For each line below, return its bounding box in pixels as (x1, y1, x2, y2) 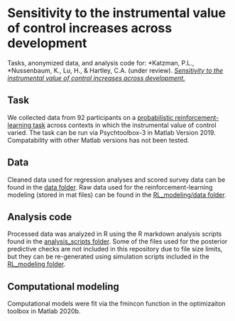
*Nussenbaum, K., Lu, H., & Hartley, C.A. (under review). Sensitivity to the (7, 66, 224, 75)
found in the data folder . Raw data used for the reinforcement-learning (7, 183, 213, 191)
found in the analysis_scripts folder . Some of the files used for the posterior (7, 237, 228, 246)
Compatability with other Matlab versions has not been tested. (7, 136, 190, 144)
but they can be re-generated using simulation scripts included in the (7, 252, 209, 261)
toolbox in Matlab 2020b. (7, 307, 81, 315)
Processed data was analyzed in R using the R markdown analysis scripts (7, 229, 222, 239)
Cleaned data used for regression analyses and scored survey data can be (7, 175, 226, 184)
